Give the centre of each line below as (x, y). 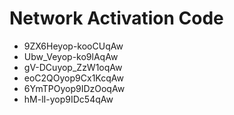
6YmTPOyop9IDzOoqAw (74, 88)
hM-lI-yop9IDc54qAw (68, 99)
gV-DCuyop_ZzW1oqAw (73, 67)
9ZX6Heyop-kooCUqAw (73, 46)
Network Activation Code (116, 18)
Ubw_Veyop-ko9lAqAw (71, 56)
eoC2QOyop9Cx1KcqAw (73, 78)
